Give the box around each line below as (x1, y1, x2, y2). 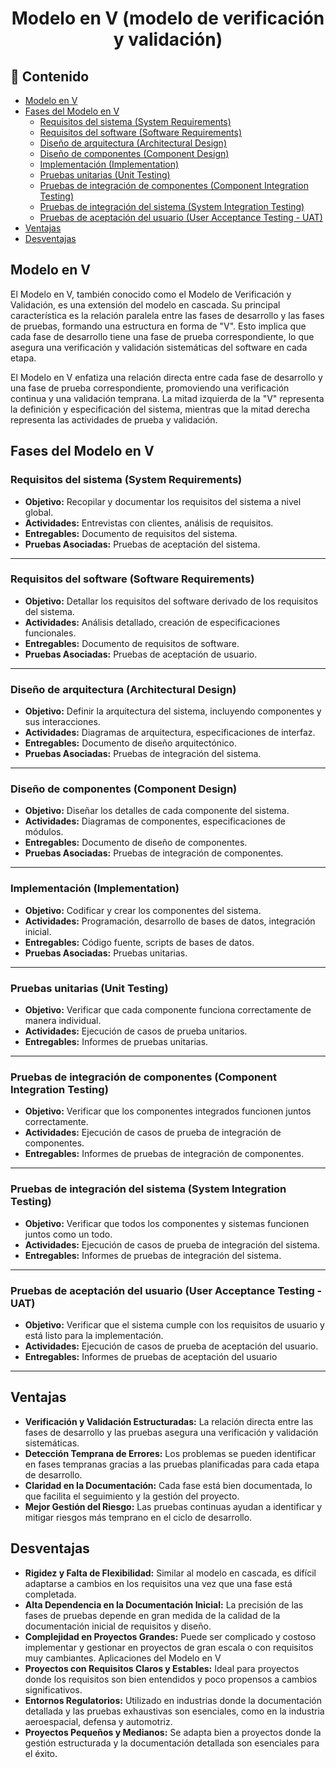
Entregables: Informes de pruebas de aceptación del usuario (24, 1350, 278, 1362)
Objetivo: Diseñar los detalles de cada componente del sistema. (24, 805, 290, 817)
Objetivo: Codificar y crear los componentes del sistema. (24, 904, 262, 916)
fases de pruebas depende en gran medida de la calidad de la (24, 1609, 281, 1621)
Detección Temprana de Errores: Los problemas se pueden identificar (24, 1447, 317, 1459)
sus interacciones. (24, 716, 101, 728)
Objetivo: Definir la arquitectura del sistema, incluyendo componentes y (24, 705, 322, 717)
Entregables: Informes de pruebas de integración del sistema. (24, 1249, 282, 1261)
